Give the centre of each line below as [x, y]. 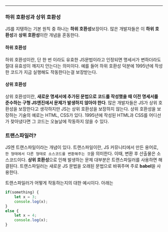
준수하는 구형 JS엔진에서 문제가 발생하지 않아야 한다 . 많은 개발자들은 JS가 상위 [81, 102]
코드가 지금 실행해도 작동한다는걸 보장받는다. [54, 72]
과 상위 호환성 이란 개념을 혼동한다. [46, 35]
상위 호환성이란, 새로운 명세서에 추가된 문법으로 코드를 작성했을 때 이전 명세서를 [82, 96]
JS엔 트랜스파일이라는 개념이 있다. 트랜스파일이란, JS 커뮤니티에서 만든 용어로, [82, 147]
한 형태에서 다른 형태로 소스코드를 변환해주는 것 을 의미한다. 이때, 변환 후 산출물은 [80, 153]
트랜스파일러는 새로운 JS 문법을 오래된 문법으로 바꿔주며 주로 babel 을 [88, 166]
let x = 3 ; [25, 197]
